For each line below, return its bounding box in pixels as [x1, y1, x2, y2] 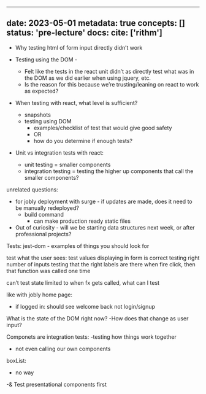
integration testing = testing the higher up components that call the [24, 167, 194, 175]
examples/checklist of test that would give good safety [33, 124, 172, 131]
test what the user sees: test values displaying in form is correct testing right [6, 254, 200, 261]
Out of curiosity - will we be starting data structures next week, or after [15, 223, 195, 231]
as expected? [24, 87, 59, 95]
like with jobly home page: [6, 291, 72, 298]
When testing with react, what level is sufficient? [15, 99, 138, 106]
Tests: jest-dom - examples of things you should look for [6, 242, 150, 249]
